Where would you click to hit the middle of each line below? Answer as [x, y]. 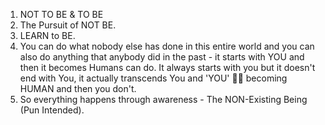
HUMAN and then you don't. [78, 88]
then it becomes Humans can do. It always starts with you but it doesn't [167, 67]
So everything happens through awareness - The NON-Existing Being [163, 99]
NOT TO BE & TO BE [61, 14]
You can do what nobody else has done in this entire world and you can [167, 46]
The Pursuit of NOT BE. [68, 25]
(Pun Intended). [52, 110]
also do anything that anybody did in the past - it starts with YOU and [162, 57]
